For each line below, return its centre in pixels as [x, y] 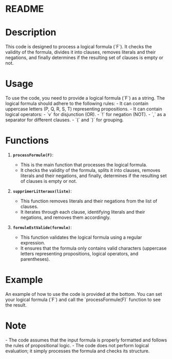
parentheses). [35, 259]
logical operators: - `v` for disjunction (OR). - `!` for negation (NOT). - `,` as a [85, 115]
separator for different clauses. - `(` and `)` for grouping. [65, 120]
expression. [33, 243]
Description [31, 33]
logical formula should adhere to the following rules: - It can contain [77, 104]
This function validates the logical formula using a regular [81, 237]
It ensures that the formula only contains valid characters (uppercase [93, 248]
